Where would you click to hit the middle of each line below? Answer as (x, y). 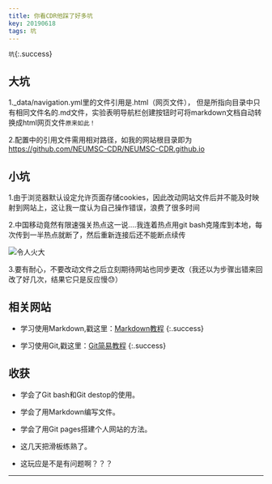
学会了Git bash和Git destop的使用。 (80, 394)
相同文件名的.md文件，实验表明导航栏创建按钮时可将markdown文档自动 (135, 113)
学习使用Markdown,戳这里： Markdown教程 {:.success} (112, 328)
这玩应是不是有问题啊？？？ (66, 463)
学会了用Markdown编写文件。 (70, 412)
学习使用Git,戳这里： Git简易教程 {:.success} (93, 346)
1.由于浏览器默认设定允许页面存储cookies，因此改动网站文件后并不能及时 (130, 197)
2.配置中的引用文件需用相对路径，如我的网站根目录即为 (100, 140)
